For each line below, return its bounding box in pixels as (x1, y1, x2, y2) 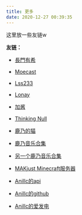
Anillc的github (14, 190, 49, 197)
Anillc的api (14, 177, 41, 184)
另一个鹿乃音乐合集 (14, 152, 62, 159)
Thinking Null (14, 115, 47, 122)
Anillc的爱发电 (14, 202, 49, 210)
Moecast (14, 68, 37, 75)
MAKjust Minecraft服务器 (14, 165, 76, 172)
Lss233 (14, 79, 34, 86)
